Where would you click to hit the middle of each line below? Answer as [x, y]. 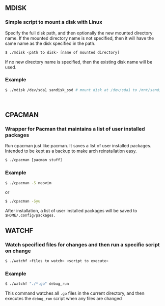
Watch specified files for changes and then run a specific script [82, 244]
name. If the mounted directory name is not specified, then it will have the [80, 38]
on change [18, 251]
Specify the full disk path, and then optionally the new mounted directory [79, 33]
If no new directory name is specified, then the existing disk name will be [79, 62]
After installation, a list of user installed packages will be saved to [71, 211]
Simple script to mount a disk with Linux [54, 22]
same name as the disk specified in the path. [50, 43]
